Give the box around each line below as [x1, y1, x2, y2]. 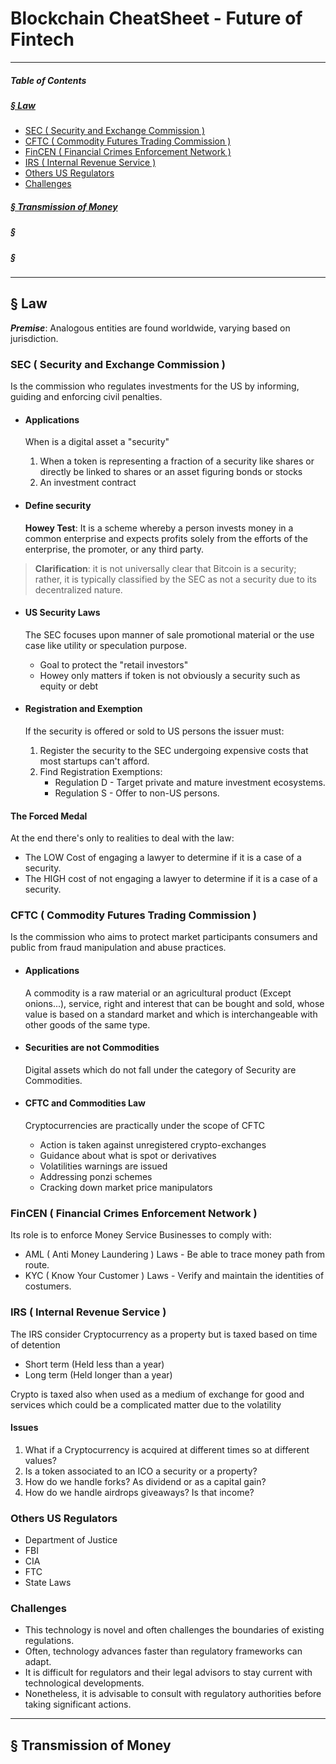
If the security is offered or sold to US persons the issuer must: [24, 725, 285, 737]
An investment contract [39, 477, 137, 489]
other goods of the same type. [24, 1018, 151, 1031]
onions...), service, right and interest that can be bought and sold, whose [24, 997, 325, 1009]
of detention [10, 1338, 61, 1351]
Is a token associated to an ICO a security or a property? [24, 1465, 258, 1477]
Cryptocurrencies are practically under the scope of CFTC [24, 1120, 265, 1132]
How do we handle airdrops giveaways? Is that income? [24, 1486, 255, 1498]
